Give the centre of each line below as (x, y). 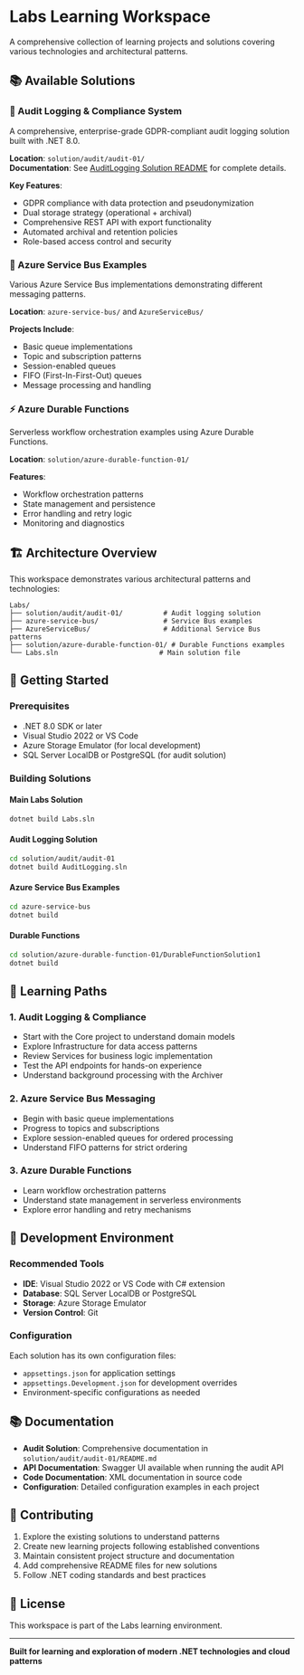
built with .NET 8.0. (45, 140)
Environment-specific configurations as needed (111, 1392)
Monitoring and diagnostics (73, 523)
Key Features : (36, 185)
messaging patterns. (47, 294)
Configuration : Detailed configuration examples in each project (141, 1487)
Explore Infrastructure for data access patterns (110, 1046)
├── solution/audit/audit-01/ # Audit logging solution (135, 614)
